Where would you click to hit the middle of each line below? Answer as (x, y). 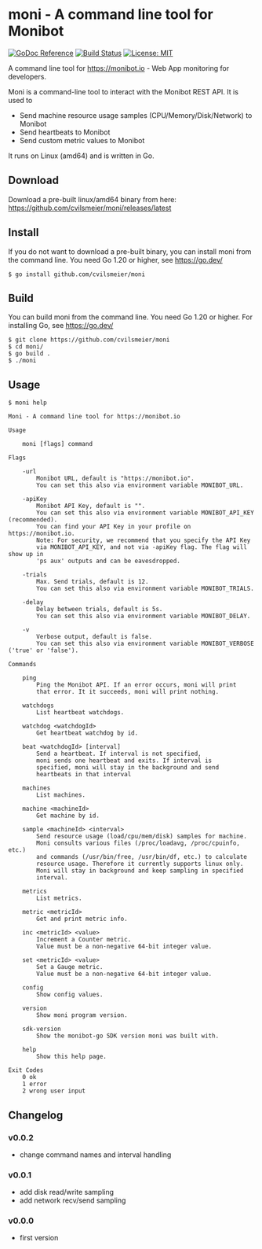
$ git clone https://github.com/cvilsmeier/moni (89, 340)
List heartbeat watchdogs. (80, 713)
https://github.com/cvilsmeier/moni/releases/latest (90, 208)
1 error (35, 1084)
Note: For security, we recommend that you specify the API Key (144, 540)
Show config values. (70, 995)
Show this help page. (72, 1057)
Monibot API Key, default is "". (91, 506)
